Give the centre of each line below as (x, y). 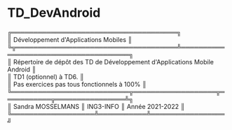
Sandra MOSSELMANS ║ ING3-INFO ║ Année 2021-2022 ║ (99, 106)
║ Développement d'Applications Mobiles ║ (70, 39)
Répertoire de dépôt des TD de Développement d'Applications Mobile (113, 62)
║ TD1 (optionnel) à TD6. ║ (46, 77)
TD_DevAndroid (54, 13)
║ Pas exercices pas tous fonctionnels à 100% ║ (77, 84)
